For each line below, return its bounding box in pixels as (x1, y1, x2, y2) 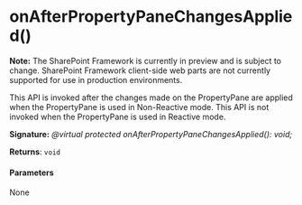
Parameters (9, 167, 54, 178)
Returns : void (9, 146, 61, 157)
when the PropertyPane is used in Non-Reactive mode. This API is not (9, 101, 270, 112)
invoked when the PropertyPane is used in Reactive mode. (9, 111, 226, 122)
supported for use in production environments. (9, 74, 183, 85)
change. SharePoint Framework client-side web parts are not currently (9, 65, 271, 76)
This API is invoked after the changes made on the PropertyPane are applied (9, 92, 293, 103)
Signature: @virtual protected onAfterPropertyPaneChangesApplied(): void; (9, 128, 293, 139)
